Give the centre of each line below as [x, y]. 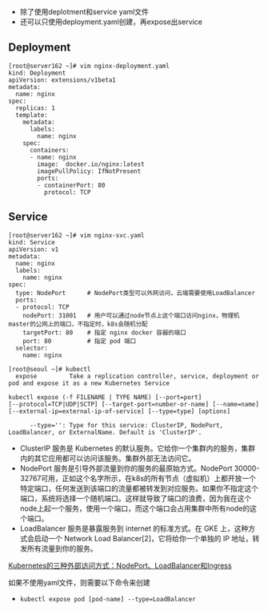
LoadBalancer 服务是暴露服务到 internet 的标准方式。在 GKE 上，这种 [134, 528]
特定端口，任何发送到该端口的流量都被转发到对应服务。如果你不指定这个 [139, 488]
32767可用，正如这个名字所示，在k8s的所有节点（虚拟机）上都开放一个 [138, 478]
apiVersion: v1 [34, 249]
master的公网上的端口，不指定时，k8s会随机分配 [78, 324]
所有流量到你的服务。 [62, 548]
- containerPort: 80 [71, 185]
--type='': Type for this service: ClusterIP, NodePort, [126, 425]
